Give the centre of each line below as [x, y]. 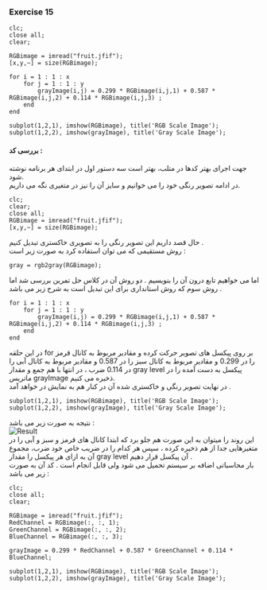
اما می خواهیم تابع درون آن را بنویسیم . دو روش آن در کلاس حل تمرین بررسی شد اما [134, 280]
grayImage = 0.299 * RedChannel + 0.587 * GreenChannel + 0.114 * [121, 550]
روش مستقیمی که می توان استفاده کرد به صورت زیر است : [97, 250]
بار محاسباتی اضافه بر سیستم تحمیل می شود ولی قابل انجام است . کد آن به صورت [132, 464]
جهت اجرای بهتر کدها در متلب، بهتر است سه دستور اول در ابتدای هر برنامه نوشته [128, 168]
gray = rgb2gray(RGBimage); [56, 265]
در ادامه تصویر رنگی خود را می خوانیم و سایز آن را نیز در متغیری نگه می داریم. [125, 184]
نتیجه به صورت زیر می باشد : [52, 422]
